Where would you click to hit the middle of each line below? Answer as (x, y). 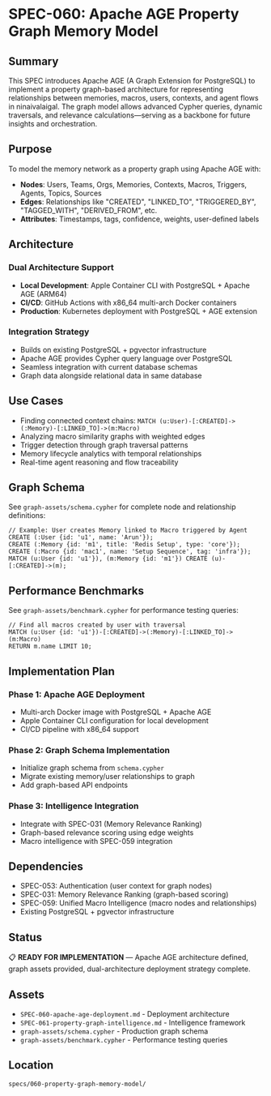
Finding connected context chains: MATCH (88, 420)
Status (25, 937)
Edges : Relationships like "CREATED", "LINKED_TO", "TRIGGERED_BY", (138, 201)
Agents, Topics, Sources (61, 193)
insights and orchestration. (53, 124)
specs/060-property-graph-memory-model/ (78, 1084)
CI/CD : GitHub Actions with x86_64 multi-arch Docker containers (128, 302)
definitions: (27, 516)
